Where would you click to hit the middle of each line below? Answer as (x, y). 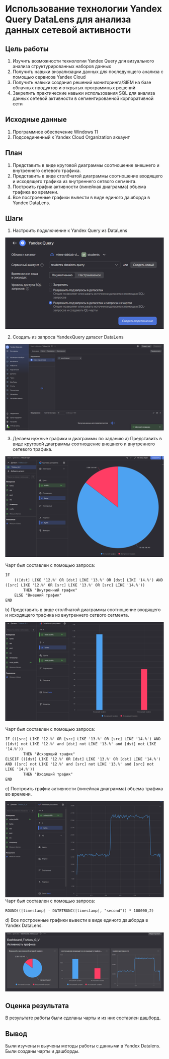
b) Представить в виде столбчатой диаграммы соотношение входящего (83, 609)
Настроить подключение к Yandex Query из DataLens (70, 230)
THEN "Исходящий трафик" (49, 754)
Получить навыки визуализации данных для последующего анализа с (88, 72)
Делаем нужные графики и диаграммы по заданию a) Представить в (87, 439)
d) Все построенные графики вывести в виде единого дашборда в (77, 920)
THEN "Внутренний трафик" (51, 590)
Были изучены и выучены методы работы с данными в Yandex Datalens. (83, 1046)
